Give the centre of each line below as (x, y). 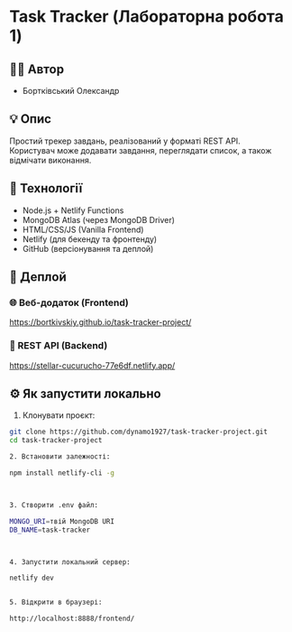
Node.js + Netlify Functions (73, 210)
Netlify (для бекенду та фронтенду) (90, 239)
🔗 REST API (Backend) (59, 346)
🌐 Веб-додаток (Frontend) (69, 302)
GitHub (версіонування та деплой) (88, 248)
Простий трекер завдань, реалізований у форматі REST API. (125, 141)
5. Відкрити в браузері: (56, 602)
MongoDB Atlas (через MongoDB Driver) (99, 219)
